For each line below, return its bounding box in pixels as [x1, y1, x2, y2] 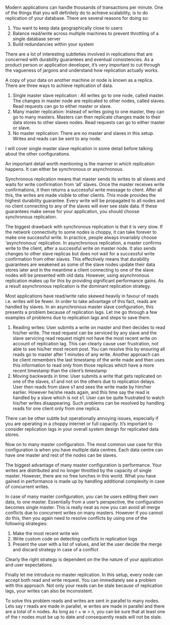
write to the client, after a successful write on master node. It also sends [5, 245, 156, 251]
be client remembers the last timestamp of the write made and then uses [12, 357, 165, 363]
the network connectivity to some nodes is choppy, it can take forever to [5, 229, 157, 235]
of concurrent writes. [5, 484, 50, 490]
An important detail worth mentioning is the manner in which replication [5, 161, 155, 167]
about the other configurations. [5, 151, 71, 157]
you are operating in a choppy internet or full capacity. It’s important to [5, 421, 153, 427]
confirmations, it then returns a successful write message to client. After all [5, 187, 162, 193]
